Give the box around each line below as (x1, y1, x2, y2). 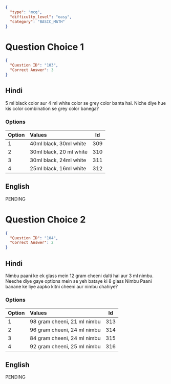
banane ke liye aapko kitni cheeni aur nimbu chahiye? (5, 283, 118, 289)
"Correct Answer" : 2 (10, 240, 54, 245)
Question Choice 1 (5, 41, 84, 53)
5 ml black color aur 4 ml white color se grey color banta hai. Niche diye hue (5, 100, 166, 106)
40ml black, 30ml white (30, 140, 87, 147)
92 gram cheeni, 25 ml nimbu (30, 343, 101, 350)
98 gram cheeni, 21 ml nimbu (30, 318, 101, 325)
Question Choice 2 (5, 214, 86, 225)
